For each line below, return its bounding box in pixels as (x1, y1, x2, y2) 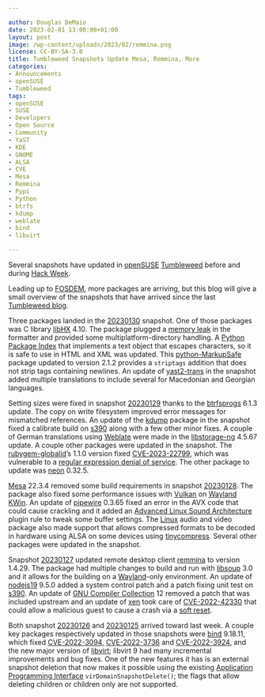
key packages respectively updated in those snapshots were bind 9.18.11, (8, 629, 245, 639)
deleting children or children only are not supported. (8, 680, 178, 688)
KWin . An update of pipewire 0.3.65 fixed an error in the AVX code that (8, 498, 239, 507)
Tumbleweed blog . (8, 301, 69, 310)
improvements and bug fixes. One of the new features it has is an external (8, 654, 249, 664)
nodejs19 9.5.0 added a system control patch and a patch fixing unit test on (8, 580, 253, 590)
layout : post (8, 33, 51, 41)
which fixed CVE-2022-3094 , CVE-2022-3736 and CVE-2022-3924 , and (8, 638, 247, 646)
